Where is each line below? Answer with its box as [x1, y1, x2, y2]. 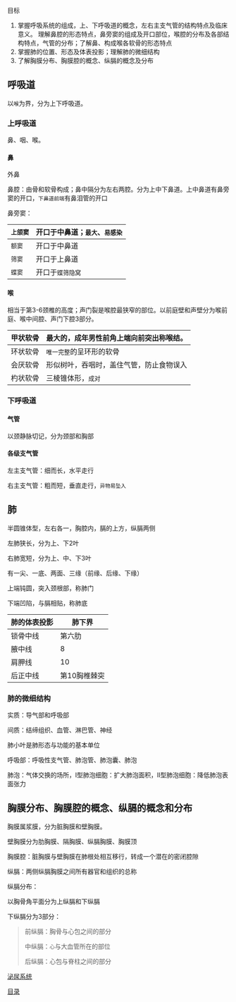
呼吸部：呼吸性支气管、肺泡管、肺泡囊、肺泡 [7, 755, 137, 764]
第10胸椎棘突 [60, 671, 105, 680]
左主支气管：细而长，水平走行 [7, 466, 94, 475]
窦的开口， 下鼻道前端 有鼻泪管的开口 [7, 194, 108, 202]
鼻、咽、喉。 [7, 136, 44, 145]
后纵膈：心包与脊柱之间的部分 [24, 957, 111, 965]
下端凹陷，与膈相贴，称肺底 [7, 599, 88, 607]
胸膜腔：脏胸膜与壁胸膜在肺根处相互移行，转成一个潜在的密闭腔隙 [7, 852, 199, 860]
